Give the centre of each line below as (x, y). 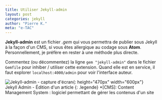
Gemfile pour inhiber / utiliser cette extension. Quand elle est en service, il (80, 67)
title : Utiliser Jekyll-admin (36, 10)
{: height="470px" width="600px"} (108, 82)
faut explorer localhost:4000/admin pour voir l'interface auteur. (69, 72)
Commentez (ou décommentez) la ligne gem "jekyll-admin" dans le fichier (81, 62)
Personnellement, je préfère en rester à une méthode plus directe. (72, 53)
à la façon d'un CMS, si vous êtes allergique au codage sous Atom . (73, 47)
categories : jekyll (25, 19)
